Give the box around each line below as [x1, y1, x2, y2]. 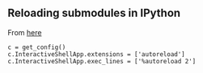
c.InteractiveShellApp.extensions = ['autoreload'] [7, 50, 185, 59]
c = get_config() [7, 43, 66, 51]
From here [7, 27, 42, 37]
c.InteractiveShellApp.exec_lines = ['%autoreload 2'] [7, 57, 197, 65]
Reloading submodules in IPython [7, 6, 181, 20]
